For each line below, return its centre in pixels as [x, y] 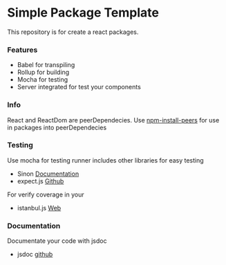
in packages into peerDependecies [57, 127]
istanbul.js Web [39, 208]
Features [22, 50]
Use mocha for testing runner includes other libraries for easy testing [105, 160]
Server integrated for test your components [79, 87]
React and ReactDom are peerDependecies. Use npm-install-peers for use [113, 120]
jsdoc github [35, 255]
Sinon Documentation [48, 174]
